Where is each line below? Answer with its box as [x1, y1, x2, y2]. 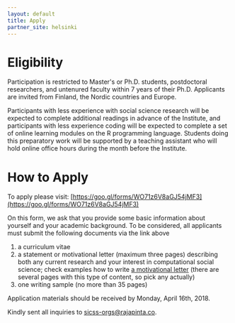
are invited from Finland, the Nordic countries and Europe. [7, 93, 177, 102]
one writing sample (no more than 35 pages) [17, 280, 148, 289]
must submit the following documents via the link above [7, 229, 170, 238]
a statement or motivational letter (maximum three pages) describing [17, 250, 218, 259]
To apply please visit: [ [7, 192, 73, 201]
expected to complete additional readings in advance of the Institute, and [7, 114, 221, 123]
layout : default [7, 10, 55, 18]
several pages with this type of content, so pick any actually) [17, 273, 195, 281]
